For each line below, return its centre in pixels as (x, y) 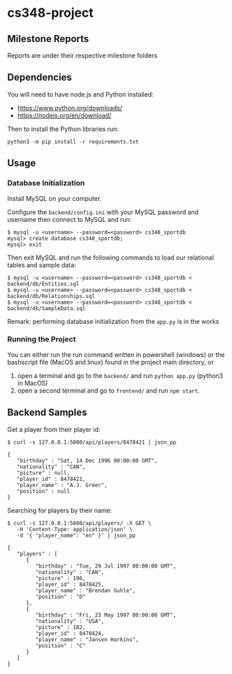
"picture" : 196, (60, 578)
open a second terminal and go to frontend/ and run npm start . (109, 391)
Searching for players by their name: (60, 510)
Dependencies (39, 77)
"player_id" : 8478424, (70, 633)
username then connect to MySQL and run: (70, 219)
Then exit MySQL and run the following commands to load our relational (111, 258)
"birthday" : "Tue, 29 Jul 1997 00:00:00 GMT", (106, 566)
